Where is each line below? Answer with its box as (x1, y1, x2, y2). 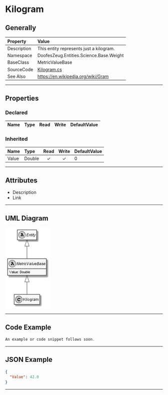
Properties (5, 94, 39, 102)
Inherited (5, 135, 28, 142)
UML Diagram (5, 214, 48, 223)
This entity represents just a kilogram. (37, 45, 115, 51)
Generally (5, 24, 36, 32)
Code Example (5, 323, 51, 331)
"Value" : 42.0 (9, 374, 39, 379)
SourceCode (7, 66, 33, 72)
